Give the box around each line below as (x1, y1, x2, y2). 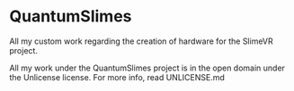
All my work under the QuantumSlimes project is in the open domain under (9, 62, 286, 73)
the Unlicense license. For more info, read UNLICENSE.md (9, 71, 225, 82)
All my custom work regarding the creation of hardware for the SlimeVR (9, 36, 274, 46)
